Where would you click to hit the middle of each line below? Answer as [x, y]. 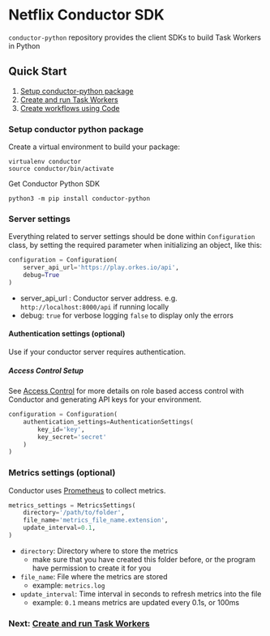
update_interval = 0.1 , [59, 528]
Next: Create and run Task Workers [79, 623]
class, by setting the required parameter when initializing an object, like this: [135, 245]
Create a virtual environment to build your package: [94, 147]
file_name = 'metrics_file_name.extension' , [96, 520]
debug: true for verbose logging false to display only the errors [126, 315]
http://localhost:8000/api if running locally [94, 306]
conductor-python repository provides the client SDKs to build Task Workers [135, 37]
